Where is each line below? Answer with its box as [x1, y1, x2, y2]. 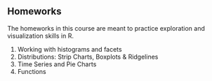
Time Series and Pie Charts [17, 59, 97, 68]
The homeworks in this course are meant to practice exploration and [7, 24, 205, 32]
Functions [17, 67, 47, 75]
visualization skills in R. [7, 31, 74, 40]
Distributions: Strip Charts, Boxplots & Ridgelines [17, 52, 159, 61]
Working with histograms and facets [17, 45, 122, 53]
